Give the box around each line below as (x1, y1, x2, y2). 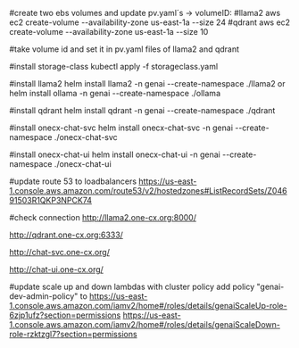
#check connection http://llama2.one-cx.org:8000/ (9, 212, 196, 222)
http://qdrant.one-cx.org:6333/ (9, 229, 123, 240)
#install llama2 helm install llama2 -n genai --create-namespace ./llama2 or (9, 79, 286, 88)
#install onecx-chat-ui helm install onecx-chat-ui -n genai (9, 149, 220, 160)
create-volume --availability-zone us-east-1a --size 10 (9, 27, 209, 37)
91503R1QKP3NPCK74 (9, 195, 92, 205)
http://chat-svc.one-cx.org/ (9, 247, 110, 257)
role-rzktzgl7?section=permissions (9, 329, 137, 339)
